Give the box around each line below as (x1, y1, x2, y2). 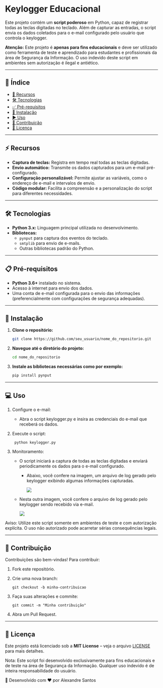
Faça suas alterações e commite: (12, 594, 79, 600)
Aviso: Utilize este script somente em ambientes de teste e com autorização (5, 520, 157, 526)
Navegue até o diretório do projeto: (12, 345, 84, 351)
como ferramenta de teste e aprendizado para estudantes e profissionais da (5, 50, 157, 55)
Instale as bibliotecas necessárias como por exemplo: (12, 363, 123, 369)
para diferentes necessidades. (12, 190, 73, 196)
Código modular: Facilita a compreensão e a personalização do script (12, 185, 152, 191)
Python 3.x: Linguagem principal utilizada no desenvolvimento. (12, 225, 139, 231)
